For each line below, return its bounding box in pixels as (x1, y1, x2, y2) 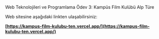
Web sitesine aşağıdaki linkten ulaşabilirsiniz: (5, 14, 98, 19)
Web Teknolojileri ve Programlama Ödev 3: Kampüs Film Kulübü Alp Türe (5, 4, 155, 10)
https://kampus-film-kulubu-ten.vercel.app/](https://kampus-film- (6, 23, 150, 29)
